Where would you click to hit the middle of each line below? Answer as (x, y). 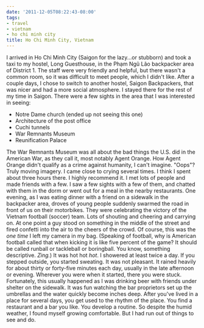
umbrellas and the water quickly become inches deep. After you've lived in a (102, 294)
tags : (13, 18)
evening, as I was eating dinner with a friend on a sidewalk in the (87, 197)
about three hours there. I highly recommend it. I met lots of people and (96, 178)
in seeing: (19, 103)
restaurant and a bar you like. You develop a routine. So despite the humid (99, 307)
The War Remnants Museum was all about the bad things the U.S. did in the (101, 152)
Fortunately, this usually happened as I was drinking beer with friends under (101, 281)
